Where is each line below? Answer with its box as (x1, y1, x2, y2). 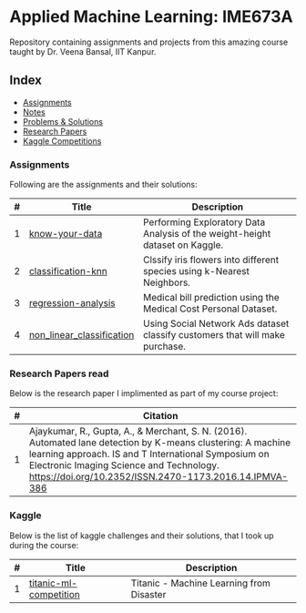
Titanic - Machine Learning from (130, 577, 271, 589)
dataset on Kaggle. (142, 239, 224, 251)
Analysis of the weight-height (142, 228, 271, 240)
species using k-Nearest (142, 265, 250, 278)
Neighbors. (142, 276, 191, 289)
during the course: (9, 539, 79, 550)
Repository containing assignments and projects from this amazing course (9, 36, 289, 47)
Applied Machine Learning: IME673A (9, 6, 293, 27)
